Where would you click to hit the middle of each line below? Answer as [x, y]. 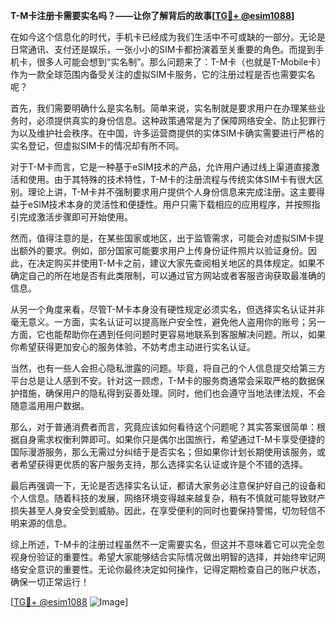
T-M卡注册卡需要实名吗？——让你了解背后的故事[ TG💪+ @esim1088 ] [152, 15]
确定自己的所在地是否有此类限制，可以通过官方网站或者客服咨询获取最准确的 [168, 275]
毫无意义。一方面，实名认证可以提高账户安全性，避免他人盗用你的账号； [159, 322]
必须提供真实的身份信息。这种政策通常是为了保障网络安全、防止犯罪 [176, 120]
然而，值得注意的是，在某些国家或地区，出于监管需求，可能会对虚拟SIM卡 [163, 238]
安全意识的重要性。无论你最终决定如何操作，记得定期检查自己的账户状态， [172, 569]
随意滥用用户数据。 [50, 405]
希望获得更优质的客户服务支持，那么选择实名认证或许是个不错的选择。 [163, 464]
